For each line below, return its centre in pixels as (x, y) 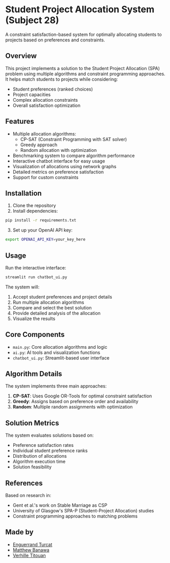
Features (20, 121)
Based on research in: (28, 496)
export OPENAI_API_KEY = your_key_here (45, 240)
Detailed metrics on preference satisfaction (58, 172)
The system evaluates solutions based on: (50, 435)
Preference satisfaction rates (43, 445)
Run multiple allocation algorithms (48, 302)
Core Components (35, 335)
